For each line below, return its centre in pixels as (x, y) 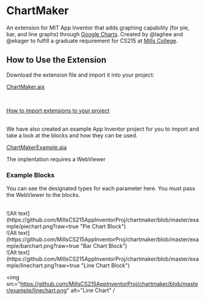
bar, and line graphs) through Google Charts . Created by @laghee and (95, 34)
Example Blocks (31, 175)
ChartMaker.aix (25, 87)
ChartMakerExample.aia (37, 147)
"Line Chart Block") (106, 266)
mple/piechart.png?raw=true (43, 226)
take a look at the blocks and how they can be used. (72, 135)
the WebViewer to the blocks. (43, 195)
